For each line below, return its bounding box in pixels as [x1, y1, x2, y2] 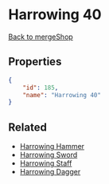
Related [8, 120, 48, 134]
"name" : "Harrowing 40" [22, 91, 102, 99]
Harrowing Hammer [19, 142, 85, 151]
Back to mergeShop [8, 32, 73, 41]
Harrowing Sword [19, 150, 78, 160]
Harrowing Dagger [19, 167, 81, 177]
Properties [8, 55, 62, 69]
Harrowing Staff [19, 159, 72, 168]
